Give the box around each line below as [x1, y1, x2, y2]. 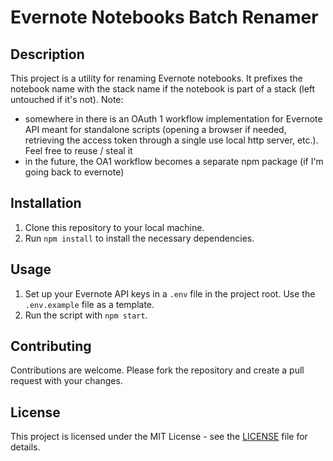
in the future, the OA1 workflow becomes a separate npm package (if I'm [24, 156, 324, 167]
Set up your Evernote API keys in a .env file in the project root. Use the [24, 287, 316, 300]
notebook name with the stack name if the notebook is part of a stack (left [10, 83, 316, 95]
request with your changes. [10, 375, 123, 387]
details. [10, 441, 41, 453]
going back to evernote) [24, 166, 125, 178]
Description [10, 46, 85, 63]
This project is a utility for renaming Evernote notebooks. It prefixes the [10, 72, 303, 84]
